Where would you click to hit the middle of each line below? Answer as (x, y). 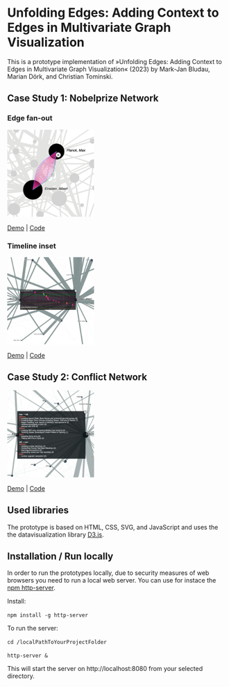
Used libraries (38, 511)
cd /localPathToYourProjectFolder (57, 642)
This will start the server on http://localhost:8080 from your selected (105, 669)
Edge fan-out (30, 118)
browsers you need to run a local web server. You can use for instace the (112, 581)
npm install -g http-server (48, 615)
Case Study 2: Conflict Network (77, 377)
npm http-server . (31, 588)
